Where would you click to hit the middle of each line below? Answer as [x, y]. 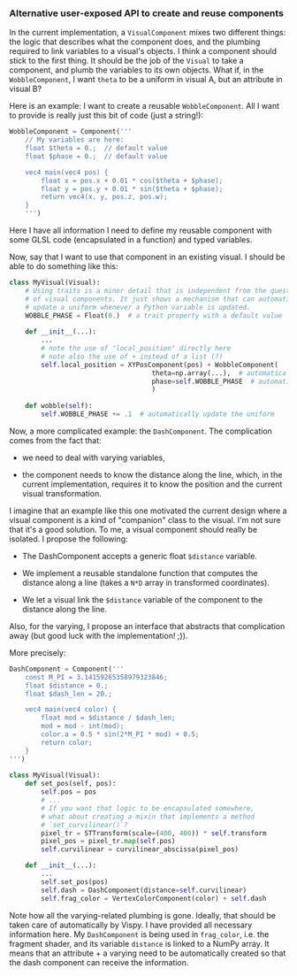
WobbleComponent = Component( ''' [71, 132]
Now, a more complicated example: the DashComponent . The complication [141, 431]
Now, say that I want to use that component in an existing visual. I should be [147, 257]
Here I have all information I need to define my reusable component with [141, 231]
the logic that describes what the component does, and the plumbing [135, 42]
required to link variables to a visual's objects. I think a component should [143, 51]
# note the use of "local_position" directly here [136, 349]
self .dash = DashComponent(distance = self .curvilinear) [144, 890]
